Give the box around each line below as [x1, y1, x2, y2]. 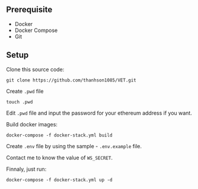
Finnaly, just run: [6, 165, 47, 172]
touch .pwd [6, 99, 33, 105]
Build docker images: [6, 120, 58, 128]
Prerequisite [6, 5, 53, 15]
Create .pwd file [6, 87, 44, 94]
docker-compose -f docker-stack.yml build [6, 132, 113, 138]
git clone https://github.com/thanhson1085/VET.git [6, 77, 136, 83]
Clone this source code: [6, 66, 65, 73]
